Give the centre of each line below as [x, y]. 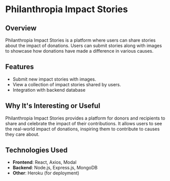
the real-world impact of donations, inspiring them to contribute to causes [82, 129]
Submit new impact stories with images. [54, 79]
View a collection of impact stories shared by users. [67, 84]
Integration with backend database [49, 90]
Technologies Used [36, 150]
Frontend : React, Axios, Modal [45, 162]
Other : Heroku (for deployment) [46, 173]
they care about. [22, 134]
